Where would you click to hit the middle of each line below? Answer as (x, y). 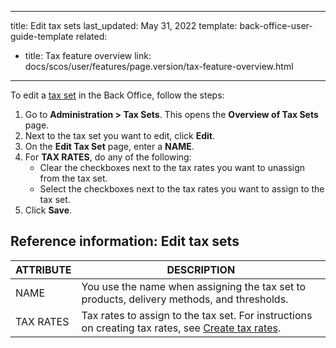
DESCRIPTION (201, 269)
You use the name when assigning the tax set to (194, 286)
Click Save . (48, 210)
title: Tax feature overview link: (88, 55)
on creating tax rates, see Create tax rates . (181, 328)
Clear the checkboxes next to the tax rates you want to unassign (172, 167)
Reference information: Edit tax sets (125, 241)
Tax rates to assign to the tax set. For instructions (197, 315)
